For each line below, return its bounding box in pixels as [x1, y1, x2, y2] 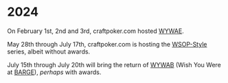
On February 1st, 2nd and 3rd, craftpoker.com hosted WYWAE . [7, 27, 184, 35]
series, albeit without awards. [7, 47, 91, 56]
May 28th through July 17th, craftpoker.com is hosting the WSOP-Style [7, 40, 207, 48]
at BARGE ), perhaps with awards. [7, 68, 102, 76]
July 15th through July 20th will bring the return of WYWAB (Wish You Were [7, 60, 222, 69]
